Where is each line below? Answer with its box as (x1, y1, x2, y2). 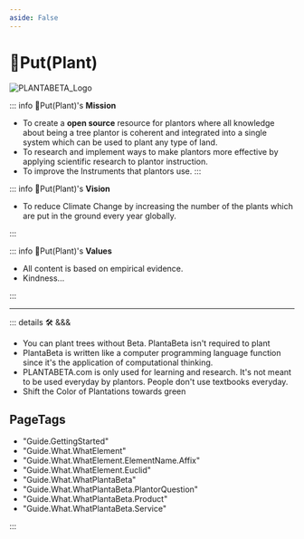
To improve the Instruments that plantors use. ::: (22, 165, 202, 177)
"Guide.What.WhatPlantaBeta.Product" (22, 494, 168, 505)
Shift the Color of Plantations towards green (22, 386, 186, 397)
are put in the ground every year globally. (22, 210, 176, 221)
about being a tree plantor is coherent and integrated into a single (22, 127, 267, 138)
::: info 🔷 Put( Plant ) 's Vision (9, 183, 110, 194)
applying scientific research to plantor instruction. (22, 156, 208, 167)
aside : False (9, 13, 59, 23)
